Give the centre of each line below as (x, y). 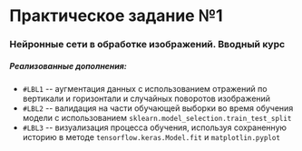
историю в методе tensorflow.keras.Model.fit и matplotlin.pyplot (151, 137)
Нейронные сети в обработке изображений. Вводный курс (147, 45)
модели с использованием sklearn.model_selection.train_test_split (157, 118)
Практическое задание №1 (117, 16)
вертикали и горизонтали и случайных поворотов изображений (146, 99)
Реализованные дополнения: (68, 65)
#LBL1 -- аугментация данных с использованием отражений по (145, 89)
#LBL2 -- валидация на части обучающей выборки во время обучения (158, 108)
